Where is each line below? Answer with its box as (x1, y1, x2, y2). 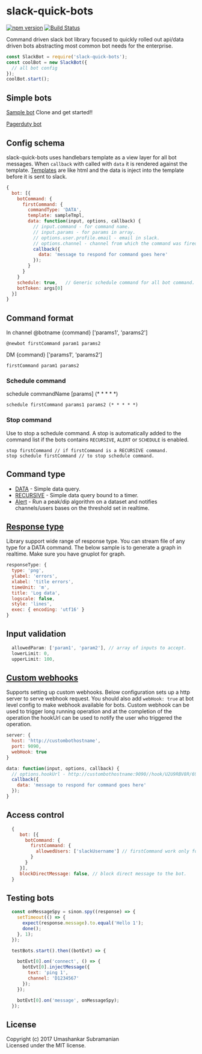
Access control (6, 810, 64, 820)
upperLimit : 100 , (11, 656, 55, 662)
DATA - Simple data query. (14, 485, 81, 492)
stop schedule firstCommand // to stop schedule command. (6, 453, 155, 459)
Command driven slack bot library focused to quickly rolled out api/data (6, 35, 185, 43)
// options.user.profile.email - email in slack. (32, 234, 161, 241)
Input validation (6, 629, 66, 639)
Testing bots (6, 893, 54, 903)
